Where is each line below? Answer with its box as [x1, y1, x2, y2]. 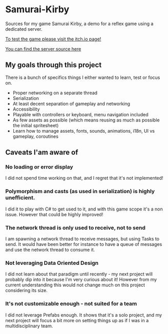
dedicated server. [5, 26, 43, 32]
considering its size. [5, 287, 48, 294]
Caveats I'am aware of [5, 148, 78, 157]
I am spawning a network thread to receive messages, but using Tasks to [5, 236, 160, 242]
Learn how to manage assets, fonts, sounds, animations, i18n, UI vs [12, 128, 155, 134]
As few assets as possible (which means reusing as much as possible [12, 117, 160, 123]
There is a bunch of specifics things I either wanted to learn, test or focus [5, 74, 160, 80]
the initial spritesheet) [12, 122, 59, 129]
